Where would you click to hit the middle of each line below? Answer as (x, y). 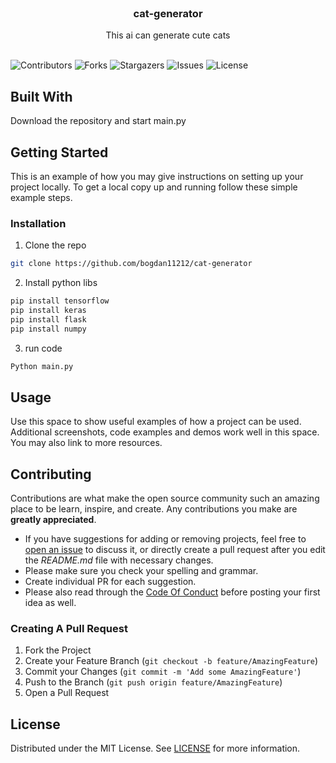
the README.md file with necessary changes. (119, 560)
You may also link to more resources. (86, 443)
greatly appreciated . (53, 520)
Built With (41, 96)
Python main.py (42, 366)
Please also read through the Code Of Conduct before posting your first (172, 592)
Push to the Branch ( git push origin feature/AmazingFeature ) (153, 682)
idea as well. (50, 603)
